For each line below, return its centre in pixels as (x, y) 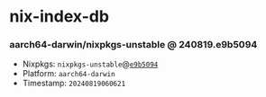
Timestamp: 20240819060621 (74, 84)
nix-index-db (60, 17)
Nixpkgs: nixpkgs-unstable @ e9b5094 (90, 64)
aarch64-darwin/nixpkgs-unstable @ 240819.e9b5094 (133, 45)
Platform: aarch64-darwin (69, 74)
